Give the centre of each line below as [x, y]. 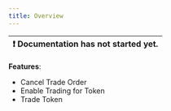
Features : [25, 66]
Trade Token [41, 99]
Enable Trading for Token [63, 91]
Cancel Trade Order [53, 82]
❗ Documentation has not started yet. [85, 44]
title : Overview [36, 16]
